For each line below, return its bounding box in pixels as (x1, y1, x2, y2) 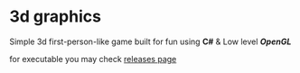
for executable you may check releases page (9, 53, 177, 64)
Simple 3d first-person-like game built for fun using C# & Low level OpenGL (9, 36, 292, 47)
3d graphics (9, 6, 102, 27)
